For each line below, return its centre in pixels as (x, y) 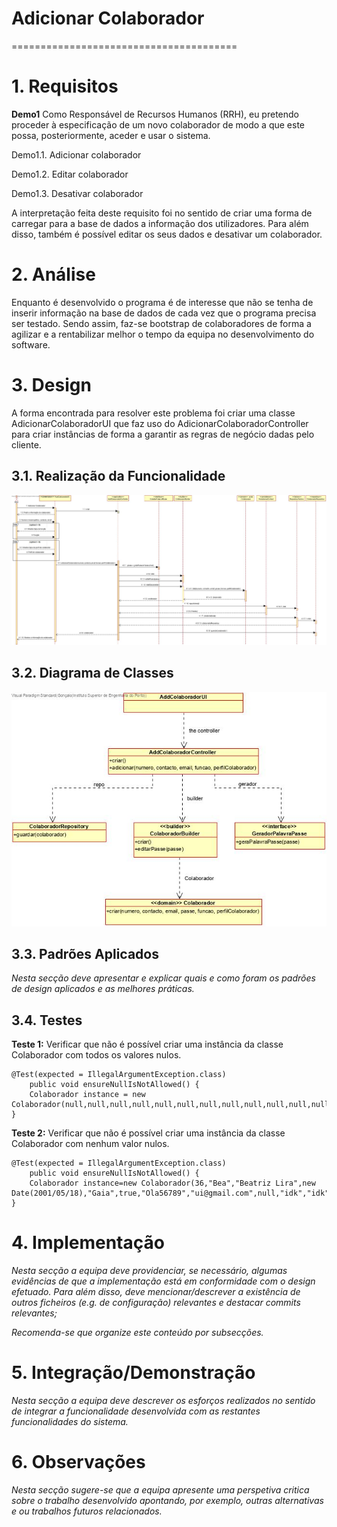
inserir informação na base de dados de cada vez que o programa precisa (164, 313)
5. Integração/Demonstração (133, 1373)
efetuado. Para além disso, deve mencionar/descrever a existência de (156, 1292)
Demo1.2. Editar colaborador (70, 174)
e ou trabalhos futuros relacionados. (87, 1511)
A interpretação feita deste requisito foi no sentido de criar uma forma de (162, 213)
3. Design (51, 385)
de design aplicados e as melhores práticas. (103, 989)
